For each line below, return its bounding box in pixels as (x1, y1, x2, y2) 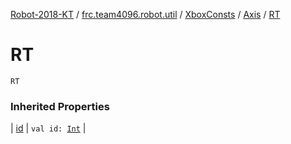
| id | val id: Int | (10, 122, 87, 134)
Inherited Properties (10, 99, 110, 113)
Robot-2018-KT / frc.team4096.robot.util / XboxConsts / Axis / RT (10, 9, 281, 20)
